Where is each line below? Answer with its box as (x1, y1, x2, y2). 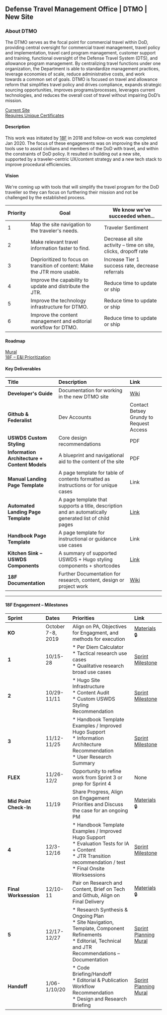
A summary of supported (58, 549, 117, 556)
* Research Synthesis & (72, 906, 128, 913)
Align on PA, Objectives (72, 623, 127, 630)
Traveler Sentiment (104, 224, 149, 231)
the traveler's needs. (30, 228, 79, 235)
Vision (5, 173, 19, 179)
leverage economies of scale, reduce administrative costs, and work (5, 71, 145, 77)
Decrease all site (104, 236, 143, 243)
